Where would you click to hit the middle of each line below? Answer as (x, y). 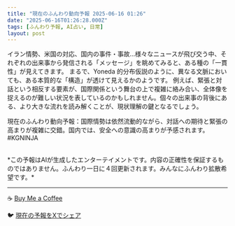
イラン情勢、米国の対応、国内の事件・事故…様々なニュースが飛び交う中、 (114, 54)
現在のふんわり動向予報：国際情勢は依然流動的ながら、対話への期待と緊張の (117, 121)
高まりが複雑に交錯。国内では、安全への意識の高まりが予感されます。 (108, 130)
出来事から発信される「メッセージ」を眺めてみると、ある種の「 (123, 63)
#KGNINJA (23, 138)
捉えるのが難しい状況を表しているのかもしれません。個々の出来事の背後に (114, 98)
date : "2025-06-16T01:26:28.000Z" (58, 20)
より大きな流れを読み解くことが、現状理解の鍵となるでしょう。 (111, 106)
